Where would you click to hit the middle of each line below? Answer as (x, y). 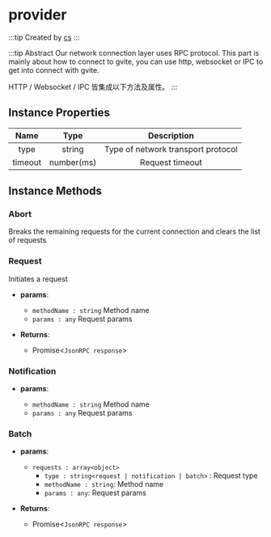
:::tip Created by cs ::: (44, 37)
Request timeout (171, 162)
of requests (28, 240)
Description (171, 135)
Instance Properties (59, 113)
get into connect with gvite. (54, 70)
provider (38, 15)
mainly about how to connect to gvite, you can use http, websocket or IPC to (136, 61)
